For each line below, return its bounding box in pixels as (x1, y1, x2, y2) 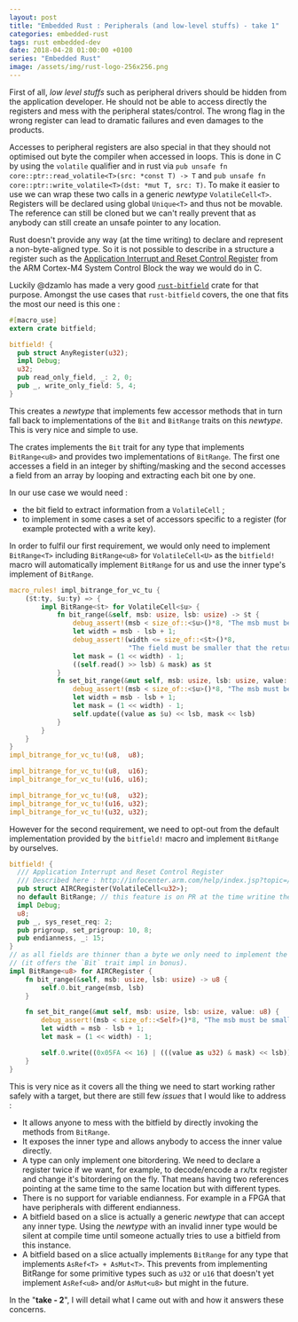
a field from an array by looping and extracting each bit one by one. (9, 469, 255, 480)
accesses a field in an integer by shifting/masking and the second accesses (9, 460, 286, 471)
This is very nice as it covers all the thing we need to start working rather (9, 1081, 276, 1091)
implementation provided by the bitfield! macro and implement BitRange (9, 833, 279, 844)
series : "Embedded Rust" (9, 54, 101, 63)
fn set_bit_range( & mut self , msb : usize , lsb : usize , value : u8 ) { (25, 1008, 280, 1017)
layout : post (9, 12, 58, 22)
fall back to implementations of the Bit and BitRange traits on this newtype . (9, 414, 284, 426)
